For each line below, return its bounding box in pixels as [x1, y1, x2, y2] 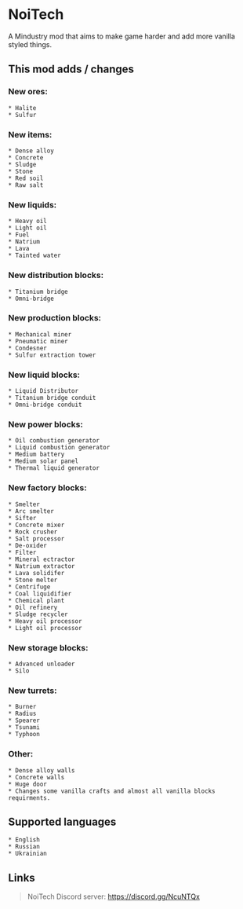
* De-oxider [8, 541, 47, 549]
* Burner [8, 703, 37, 711]
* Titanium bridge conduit [8, 394, 96, 402]
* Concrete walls [8, 773, 65, 781]
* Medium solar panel [8, 457, 79, 465]
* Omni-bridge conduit [8, 401, 82, 409]
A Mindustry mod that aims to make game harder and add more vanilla [8, 31, 235, 41]
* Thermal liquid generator [8, 464, 100, 472]
